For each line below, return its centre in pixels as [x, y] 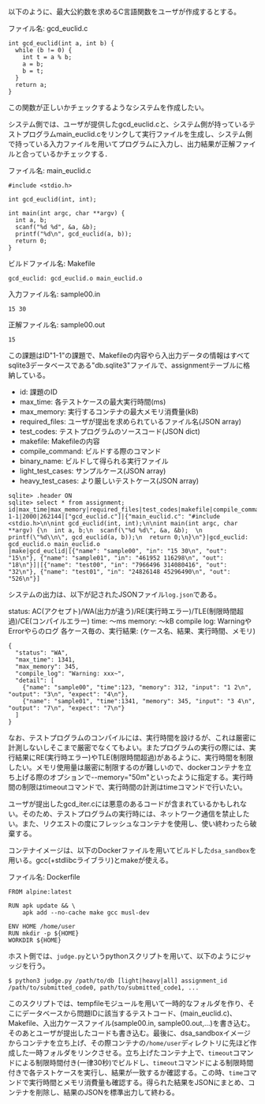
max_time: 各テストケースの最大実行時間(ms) [93, 402]
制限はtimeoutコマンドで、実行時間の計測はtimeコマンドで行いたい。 [134, 787]
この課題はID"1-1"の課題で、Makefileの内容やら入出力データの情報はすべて [129, 355]
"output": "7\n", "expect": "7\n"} [67, 708]
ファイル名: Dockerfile [44, 877]
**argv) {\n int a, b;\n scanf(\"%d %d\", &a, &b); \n [105, 530]
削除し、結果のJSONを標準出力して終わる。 [107, 1092]
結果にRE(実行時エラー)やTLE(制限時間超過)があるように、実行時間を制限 [134, 757]
